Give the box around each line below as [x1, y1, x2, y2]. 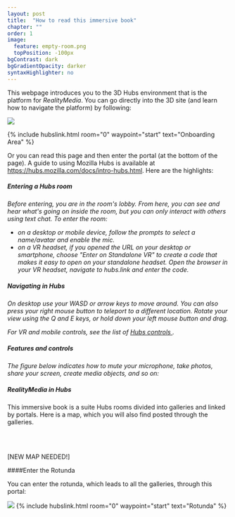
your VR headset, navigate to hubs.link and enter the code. [17, 266, 189, 274]
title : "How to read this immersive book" [7, 17, 137, 24]
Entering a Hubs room [7, 182, 72, 190]
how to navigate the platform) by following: [7, 103, 132, 112]
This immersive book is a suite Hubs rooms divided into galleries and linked [7, 403, 226, 412]
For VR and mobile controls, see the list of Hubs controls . [7, 328, 174, 336]
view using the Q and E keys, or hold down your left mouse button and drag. [7, 314, 229, 323]
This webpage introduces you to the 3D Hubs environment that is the [7, 89, 208, 97]
